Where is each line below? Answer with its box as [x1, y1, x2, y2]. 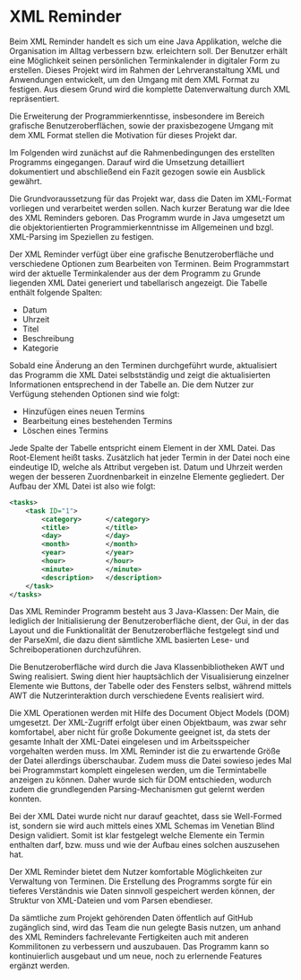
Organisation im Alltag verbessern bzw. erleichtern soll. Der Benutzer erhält [9, 45, 288, 56]
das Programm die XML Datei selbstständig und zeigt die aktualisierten [9, 369, 271, 380]
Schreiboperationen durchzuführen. [9, 644, 142, 655]
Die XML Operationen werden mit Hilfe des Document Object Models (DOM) [9, 708, 290, 719]
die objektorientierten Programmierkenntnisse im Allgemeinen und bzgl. [9, 222, 274, 233]
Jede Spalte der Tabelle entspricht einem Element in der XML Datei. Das [9, 442, 276, 453]
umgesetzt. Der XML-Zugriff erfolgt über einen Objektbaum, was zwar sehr [9, 717, 287, 728]
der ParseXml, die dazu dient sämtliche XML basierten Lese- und [9, 635, 249, 646]
